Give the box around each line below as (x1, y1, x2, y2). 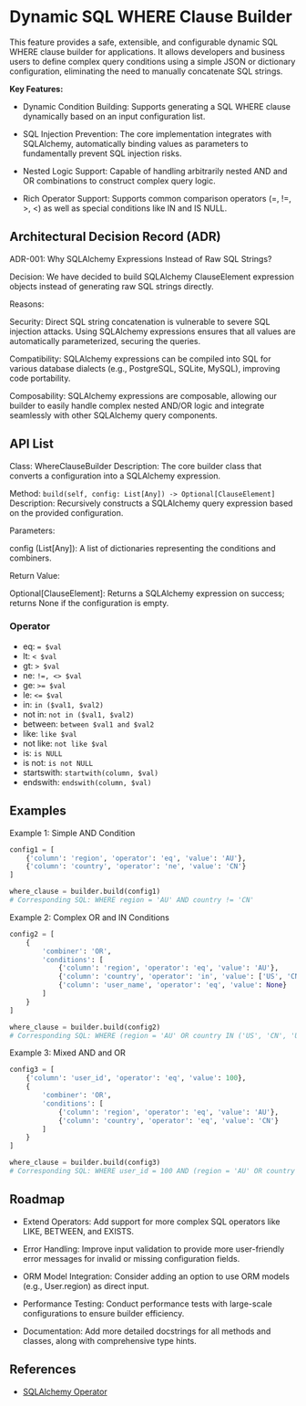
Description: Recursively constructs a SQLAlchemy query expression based (9, 498, 293, 509)
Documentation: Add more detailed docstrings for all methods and (22, 1326, 271, 1337)
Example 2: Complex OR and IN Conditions (9, 911, 170, 923)
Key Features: (9, 83, 64, 94)
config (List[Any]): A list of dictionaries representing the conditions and (9, 542, 276, 553)
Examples (9, 803, 66, 819)
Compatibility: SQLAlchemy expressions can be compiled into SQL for (9, 353, 271, 364)
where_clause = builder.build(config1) (9, 887, 161, 897)
